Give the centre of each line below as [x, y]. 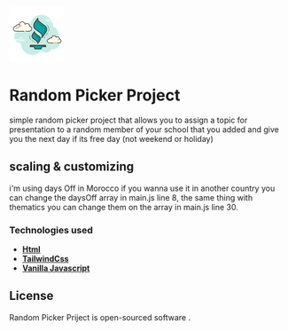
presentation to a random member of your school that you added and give [144, 129]
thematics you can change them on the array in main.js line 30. [124, 207]
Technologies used [51, 230]
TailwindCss [45, 259]
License [31, 296]
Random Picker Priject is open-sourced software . [100, 317]
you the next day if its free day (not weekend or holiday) [112, 138]
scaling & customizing [72, 167]
